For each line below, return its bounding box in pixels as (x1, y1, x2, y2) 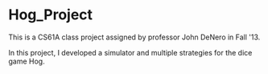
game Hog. (8, 56, 46, 66)
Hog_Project (8, 6, 93, 24)
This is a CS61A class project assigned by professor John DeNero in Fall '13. (8, 32, 261, 42)
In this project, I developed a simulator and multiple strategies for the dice (8, 47, 253, 57)
